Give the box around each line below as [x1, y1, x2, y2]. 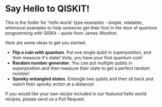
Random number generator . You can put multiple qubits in [12, 60, 132, 66]
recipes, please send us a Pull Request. [5, 96, 85, 102]
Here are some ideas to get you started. [5, 39, 87, 45]
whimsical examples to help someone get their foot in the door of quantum [5, 24, 158, 30]
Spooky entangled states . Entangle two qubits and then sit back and [12, 76, 154, 82]
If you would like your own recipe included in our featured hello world [5, 91, 147, 97]
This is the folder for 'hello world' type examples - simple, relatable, [5, 19, 143, 25]
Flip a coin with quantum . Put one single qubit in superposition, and [12, 49, 152, 55]
